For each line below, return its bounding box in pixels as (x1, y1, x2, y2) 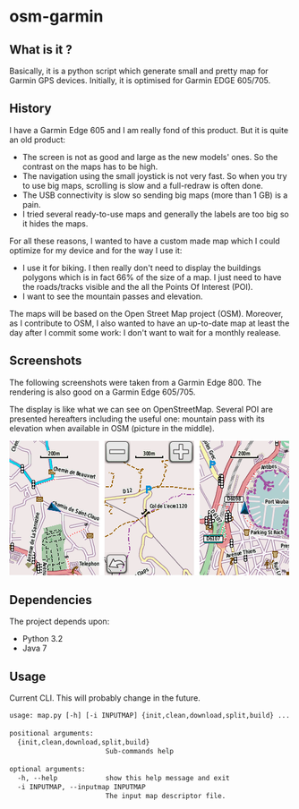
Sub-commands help (105, 747, 175, 756)
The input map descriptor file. (105, 792, 226, 801)
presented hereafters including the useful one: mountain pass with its (9, 413, 266, 424)
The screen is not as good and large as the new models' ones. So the (21, 151, 278, 162)
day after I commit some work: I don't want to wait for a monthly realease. (9, 327, 282, 337)
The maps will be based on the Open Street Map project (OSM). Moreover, (9, 308, 284, 319)
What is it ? (9, 42, 73, 57)
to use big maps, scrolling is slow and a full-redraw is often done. (21, 180, 264, 191)
